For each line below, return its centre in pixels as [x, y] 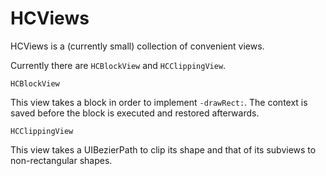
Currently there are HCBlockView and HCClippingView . [118, 65]
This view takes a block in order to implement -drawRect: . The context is [159, 102]
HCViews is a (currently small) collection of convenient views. [137, 46]
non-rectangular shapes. [61, 160]
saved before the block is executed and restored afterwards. [135, 113]
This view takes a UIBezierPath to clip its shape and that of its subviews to [163, 149]
